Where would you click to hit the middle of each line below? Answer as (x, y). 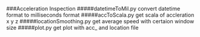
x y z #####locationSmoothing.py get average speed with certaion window (100, 21)
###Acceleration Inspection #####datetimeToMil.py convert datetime (93, 9)
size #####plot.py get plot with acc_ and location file (72, 27)
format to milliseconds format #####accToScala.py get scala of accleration (100, 15)
